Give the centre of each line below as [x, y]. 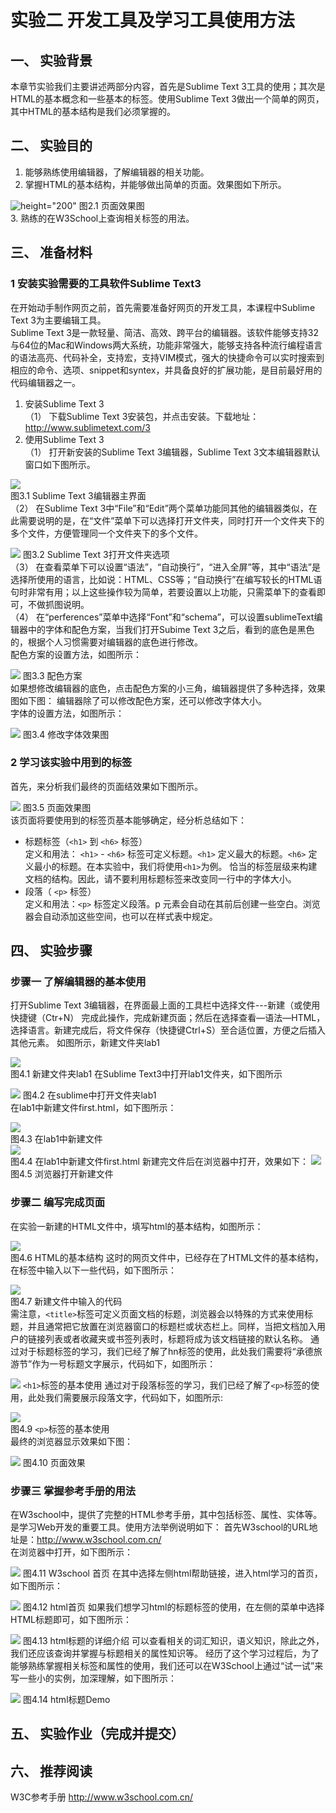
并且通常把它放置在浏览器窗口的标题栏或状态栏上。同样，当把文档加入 [172, 1326]
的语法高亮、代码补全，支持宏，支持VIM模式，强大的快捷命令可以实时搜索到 [167, 357]
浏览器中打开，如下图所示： [75, 1552]
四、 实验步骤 [51, 951]
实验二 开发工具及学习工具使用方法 [152, 20]
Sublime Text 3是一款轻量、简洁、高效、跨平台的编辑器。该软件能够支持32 [165, 332]
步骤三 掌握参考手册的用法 [73, 1491]
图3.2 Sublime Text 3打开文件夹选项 [96, 554]
